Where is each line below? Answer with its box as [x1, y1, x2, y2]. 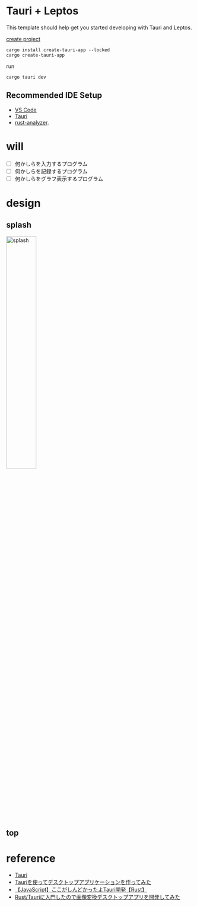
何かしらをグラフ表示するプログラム [14, 175, 104, 182]
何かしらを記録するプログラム [14, 167, 88, 175]
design [6, 197, 41, 210]
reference [6, 852, 56, 865]
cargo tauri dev [6, 74, 46, 80]
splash [6, 220, 31, 230]
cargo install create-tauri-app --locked [6, 46, 110, 53]
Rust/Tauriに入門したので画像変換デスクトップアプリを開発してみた [14, 893, 180, 901]
